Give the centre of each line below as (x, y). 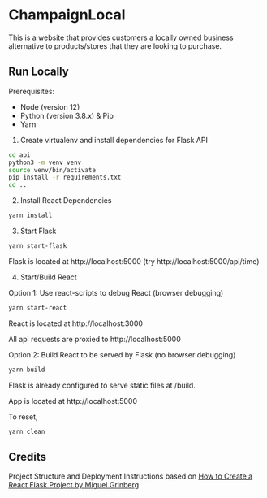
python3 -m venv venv (45, 162)
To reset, (23, 417)
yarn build (27, 370)
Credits (28, 457)
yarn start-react (38, 307)
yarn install (30, 216)
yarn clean (27, 431)
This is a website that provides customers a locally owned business (121, 37)
